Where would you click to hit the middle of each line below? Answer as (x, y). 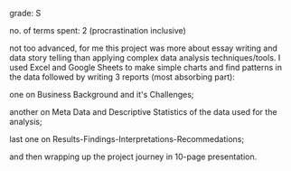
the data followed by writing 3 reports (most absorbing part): (122, 77)
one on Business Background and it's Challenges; (102, 95)
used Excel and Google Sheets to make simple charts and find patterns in (146, 67)
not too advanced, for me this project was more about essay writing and (144, 48)
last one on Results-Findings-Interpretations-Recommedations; (127, 139)
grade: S (25, 13)
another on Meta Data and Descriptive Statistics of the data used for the (143, 112)
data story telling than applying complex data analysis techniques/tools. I (145, 57)
